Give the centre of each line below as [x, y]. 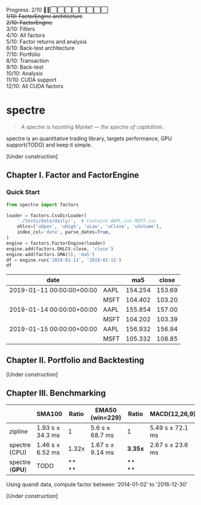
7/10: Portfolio [23, 54]
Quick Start [23, 192]
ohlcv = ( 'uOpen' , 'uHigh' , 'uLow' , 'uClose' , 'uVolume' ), [89, 227]
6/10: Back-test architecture [40, 48]
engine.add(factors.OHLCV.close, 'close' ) [60, 249]
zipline [19, 431]
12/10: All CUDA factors [35, 86]
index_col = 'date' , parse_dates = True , [64, 232]
